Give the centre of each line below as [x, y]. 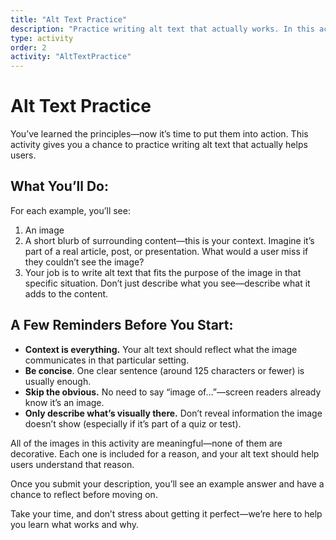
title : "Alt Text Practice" [69, 19]
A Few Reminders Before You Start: [122, 325]
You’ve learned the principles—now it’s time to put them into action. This [159, 134]
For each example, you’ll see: [70, 210]
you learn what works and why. [75, 524]
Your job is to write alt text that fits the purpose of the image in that [163, 272]
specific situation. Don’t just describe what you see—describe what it [167, 283]
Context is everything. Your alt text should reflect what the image [161, 349]
